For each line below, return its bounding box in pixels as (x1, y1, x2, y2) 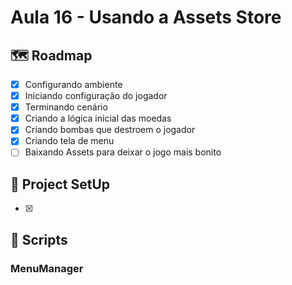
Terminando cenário (24, 101, 108, 113)
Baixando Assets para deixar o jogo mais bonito (24, 146, 222, 158)
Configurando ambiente (24, 79, 123, 90)
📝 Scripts (10, 231, 68, 248)
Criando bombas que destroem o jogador (24, 124, 196, 136)
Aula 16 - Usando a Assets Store (10, 6, 282, 29)
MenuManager (10, 261, 84, 275)
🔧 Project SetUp (10, 176, 111, 193)
